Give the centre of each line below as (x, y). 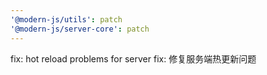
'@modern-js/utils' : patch (66, 19)
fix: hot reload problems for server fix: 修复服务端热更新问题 (133, 58)
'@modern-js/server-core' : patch (80, 29)
